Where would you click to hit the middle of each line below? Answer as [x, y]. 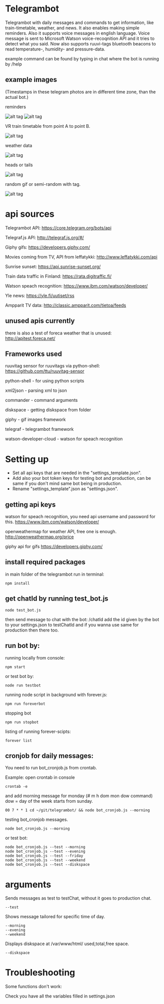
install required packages [45, 562]
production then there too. [32, 630]
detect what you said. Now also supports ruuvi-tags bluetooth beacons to [81, 43]
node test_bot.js [23, 610]
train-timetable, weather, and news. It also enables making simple [72, 27]
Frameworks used [34, 354]
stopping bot [18, 713]
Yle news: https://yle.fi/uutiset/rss [40, 296]
